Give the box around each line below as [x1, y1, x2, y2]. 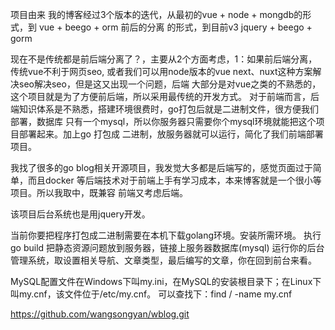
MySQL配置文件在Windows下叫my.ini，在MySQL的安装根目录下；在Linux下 [10, 276, 322, 287]
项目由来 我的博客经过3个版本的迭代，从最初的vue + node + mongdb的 [10, 9, 303, 20]
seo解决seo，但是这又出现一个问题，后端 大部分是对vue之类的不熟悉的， [18, 78, 322, 90]
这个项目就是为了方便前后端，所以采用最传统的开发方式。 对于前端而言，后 [10, 91, 320, 102]
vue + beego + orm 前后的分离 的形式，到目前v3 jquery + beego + [38, 21, 313, 33]
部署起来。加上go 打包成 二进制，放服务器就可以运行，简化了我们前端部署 [18, 128, 324, 140]
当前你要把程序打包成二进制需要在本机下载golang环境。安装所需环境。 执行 [10, 229, 322, 241]
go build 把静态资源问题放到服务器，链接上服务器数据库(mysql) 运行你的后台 [10, 242, 325, 253]
